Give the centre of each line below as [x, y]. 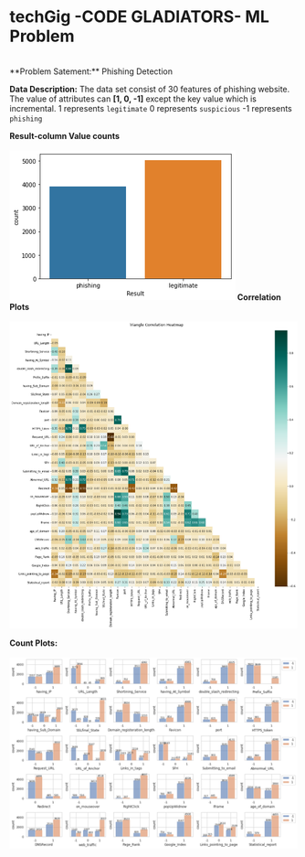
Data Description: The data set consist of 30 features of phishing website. [150, 89]
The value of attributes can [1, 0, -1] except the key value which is [133, 99]
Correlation [259, 297]
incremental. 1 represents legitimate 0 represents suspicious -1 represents [151, 108]
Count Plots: [33, 643]
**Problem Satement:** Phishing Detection [91, 71]
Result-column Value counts [65, 135]
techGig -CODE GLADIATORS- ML [139, 17]
